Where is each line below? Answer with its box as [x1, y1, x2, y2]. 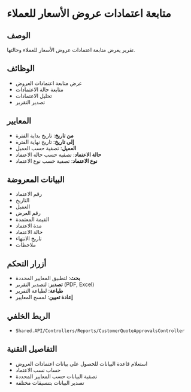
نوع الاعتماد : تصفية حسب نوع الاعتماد [15, 157, 98, 165]
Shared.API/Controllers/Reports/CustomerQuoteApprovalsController [15, 328, 185, 334]
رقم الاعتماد [15, 190, 43, 197]
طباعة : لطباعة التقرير [15, 287, 63, 294]
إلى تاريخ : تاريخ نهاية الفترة [15, 138, 74, 145]
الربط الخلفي [7, 311, 50, 321]
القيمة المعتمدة [15, 216, 50, 223]
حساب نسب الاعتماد [15, 366, 61, 373]
